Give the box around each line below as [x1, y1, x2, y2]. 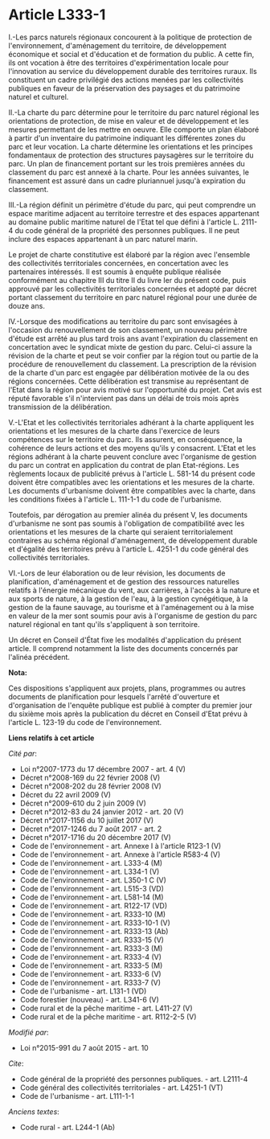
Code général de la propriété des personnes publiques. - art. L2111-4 [19, 1074, 248, 1084]
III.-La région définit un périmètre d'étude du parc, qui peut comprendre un [8, 199, 256, 210]
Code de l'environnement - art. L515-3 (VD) [19, 883, 165, 893]
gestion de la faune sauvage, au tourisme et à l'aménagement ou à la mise [8, 602, 255, 612]
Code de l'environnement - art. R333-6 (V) [19, 969, 162, 978]
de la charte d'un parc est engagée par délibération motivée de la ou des [8, 367, 250, 377]
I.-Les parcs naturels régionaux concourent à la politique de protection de [8, 32, 252, 42]
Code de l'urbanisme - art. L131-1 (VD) [19, 986, 147, 996]
